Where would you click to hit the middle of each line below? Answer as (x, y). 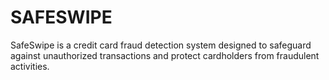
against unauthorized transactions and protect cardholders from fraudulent (165, 55)
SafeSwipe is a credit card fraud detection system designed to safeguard (161, 45)
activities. (30, 66)
